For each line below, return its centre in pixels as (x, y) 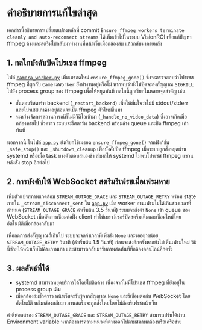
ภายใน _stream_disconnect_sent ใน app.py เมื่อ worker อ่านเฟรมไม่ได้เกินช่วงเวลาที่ (99, 203)
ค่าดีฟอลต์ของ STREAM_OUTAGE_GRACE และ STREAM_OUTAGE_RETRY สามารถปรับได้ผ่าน (96, 315)
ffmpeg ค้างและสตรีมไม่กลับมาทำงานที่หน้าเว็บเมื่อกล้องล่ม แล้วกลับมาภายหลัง (84, 43)
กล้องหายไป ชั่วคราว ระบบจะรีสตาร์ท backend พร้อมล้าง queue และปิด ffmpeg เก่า (102, 123)
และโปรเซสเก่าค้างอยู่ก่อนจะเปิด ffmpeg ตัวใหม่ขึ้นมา (69, 110)
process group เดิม (38, 290)
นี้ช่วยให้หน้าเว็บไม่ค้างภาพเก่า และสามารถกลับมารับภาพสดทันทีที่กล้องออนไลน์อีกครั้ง (90, 249)
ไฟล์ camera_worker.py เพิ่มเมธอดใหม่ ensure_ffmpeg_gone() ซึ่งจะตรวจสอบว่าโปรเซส (100, 77)
